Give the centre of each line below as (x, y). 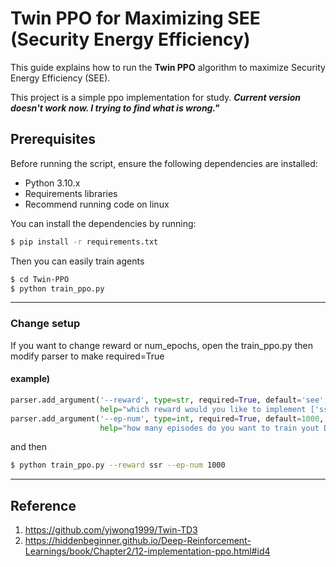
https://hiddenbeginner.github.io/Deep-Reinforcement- (138, 541)
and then (28, 447)
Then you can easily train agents (77, 261)
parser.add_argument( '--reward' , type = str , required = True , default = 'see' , (169, 400)
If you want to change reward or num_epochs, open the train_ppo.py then (161, 345)
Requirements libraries (71, 193)
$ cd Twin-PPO (40, 279)
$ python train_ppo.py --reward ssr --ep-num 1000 (118, 465)
